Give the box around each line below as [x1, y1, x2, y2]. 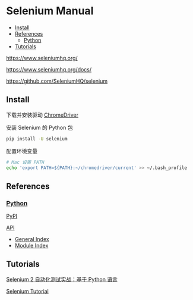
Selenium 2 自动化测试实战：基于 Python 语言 [6, 276, 118, 283]
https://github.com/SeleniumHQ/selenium [6, 77, 108, 85]
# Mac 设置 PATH [6, 159, 45, 165]
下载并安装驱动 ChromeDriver [6, 111, 79, 118]
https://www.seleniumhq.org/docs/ [6, 65, 92, 73]
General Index [14, 236, 49, 243]
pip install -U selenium [6, 136, 68, 142]
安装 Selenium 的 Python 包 [6, 124, 73, 131]
